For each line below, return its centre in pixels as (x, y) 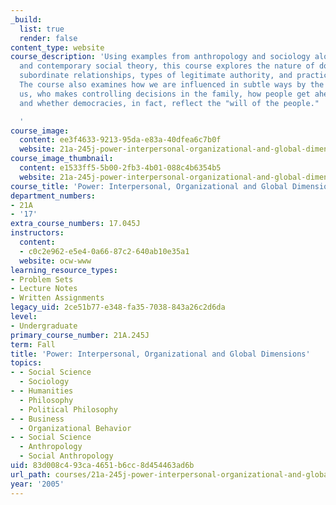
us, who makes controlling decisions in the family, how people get (165, 94)
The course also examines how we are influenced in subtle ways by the (172, 85)
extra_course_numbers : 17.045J (75, 224)
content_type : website (57, 47)
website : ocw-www (55, 261)
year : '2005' (37, 484)
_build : (26, 19)
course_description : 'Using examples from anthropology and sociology (160, 57)
